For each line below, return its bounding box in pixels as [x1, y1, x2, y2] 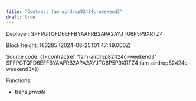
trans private [14, 88, 46, 95]
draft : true [6, 14, 35, 20]
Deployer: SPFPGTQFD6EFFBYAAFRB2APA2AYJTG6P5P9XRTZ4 [6, 30, 164, 37]
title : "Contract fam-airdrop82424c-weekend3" [6, 8, 123, 15]
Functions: [6, 77, 32, 84]
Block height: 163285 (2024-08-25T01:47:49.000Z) [6, 42, 131, 49]
